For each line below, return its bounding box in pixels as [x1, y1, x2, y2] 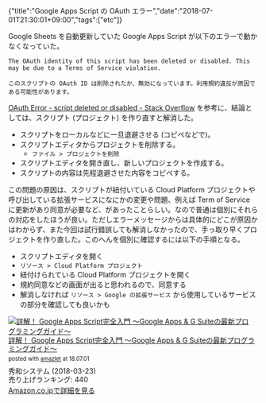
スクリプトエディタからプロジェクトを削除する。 [19, 140, 180, 149]
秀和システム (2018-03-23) [8, 366, 97, 376]
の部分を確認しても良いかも [19, 300, 110, 309]
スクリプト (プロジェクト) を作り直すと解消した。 [35, 113, 199, 122]
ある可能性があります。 [8, 88, 73, 96]
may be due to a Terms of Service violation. [8, 64, 161, 72]
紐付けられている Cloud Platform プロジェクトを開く [19, 270, 191, 279]
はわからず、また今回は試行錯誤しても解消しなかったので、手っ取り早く [8, 225, 244, 234]
